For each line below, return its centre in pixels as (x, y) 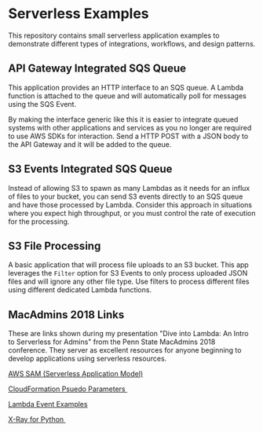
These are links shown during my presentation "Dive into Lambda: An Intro (128, 334)
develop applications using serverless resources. (88, 359)
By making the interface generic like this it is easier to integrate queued (123, 119)
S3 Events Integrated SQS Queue (90, 169)
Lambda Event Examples (48, 405)
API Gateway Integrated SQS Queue (97, 69)
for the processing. (39, 221)
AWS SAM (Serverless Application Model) (76, 374)
